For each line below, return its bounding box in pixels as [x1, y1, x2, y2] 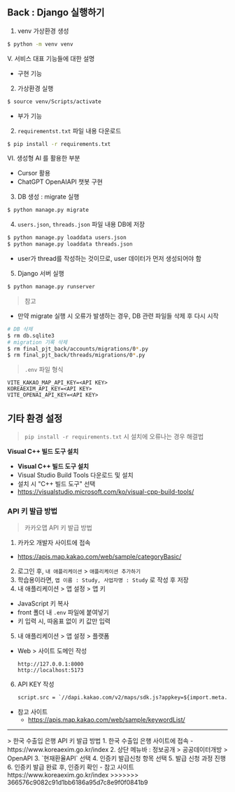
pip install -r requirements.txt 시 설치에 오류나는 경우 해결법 [24, 432, 204, 441]
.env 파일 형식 [24, 365, 64, 374]
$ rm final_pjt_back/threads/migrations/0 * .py [7, 351, 145, 359]
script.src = [17, 694, 56, 702]
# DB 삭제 [7, 325, 33, 333]
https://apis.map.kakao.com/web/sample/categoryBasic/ [17, 553, 182, 561]
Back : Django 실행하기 [7, 6, 105, 19]
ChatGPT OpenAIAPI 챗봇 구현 [17, 177, 103, 186]
